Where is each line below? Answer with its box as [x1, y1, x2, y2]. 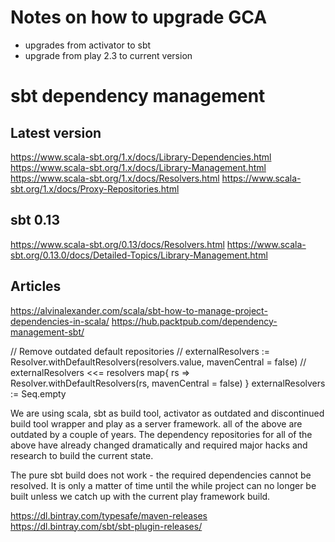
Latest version [10, 124, 102, 141]
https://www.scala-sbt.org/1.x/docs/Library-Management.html [10, 161, 267, 173]
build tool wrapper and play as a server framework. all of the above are [10, 417, 303, 430]
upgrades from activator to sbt [24, 39, 152, 51]
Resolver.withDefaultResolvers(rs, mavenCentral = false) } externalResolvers [10, 377, 326, 389]
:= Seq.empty [10, 387, 67, 400]
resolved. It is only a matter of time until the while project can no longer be [10, 479, 317, 491]
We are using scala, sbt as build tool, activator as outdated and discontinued [10, 407, 325, 419]
